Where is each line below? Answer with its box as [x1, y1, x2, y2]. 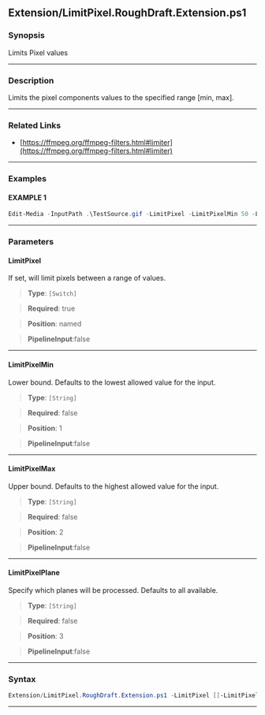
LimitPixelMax [8, 464, 56, 474]
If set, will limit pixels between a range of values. [8, 274, 166, 283]
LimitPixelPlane [8, 568, 61, 578]
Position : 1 [27, 423, 62, 433]
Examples [8, 173, 47, 184]
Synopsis [8, 30, 45, 41]
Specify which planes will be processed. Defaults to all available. [8, 586, 218, 595]
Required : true [27, 304, 76, 314]
